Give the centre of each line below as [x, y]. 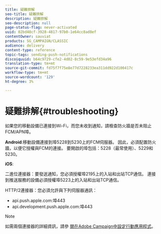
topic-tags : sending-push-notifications [47, 55]
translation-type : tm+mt [30, 63]
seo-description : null [28, 23]
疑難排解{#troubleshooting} [62, 111]
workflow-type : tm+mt [27, 73]
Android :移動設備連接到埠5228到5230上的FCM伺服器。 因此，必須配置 [76, 142]
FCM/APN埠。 [19, 132]
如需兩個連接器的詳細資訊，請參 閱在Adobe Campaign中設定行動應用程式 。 [80, 226]
